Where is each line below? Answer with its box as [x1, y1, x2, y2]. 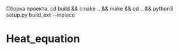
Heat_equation [6, 32, 80, 46]
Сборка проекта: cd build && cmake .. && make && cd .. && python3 [6, 5, 174, 12]
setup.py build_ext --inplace [6, 11, 76, 18]
